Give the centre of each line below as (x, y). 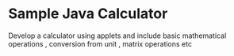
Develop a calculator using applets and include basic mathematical (117, 35)
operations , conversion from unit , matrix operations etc (100, 43)
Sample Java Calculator (88, 14)
